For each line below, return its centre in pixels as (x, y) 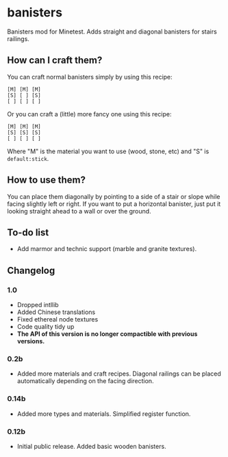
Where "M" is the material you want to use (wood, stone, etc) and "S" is (108, 151)
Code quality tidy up (46, 327)
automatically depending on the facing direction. (85, 381)
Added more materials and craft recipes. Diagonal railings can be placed (119, 374)
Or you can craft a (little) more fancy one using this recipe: (89, 114)
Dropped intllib (38, 305)
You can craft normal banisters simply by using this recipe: (90, 77)
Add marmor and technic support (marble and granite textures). (107, 249)
